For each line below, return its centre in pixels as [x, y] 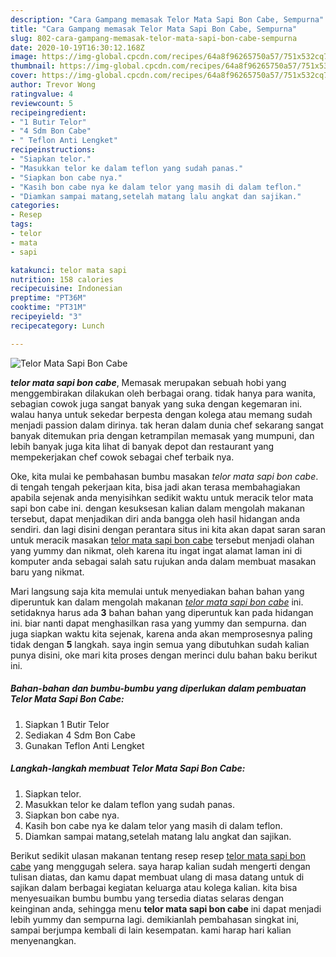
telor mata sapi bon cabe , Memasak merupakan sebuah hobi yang [148, 382]
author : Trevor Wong [53, 85]
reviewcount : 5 [42, 103]
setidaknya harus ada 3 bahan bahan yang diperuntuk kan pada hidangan [162, 612]
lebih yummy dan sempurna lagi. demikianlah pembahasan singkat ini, [155, 919]
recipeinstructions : [53, 150]
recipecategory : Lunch [57, 326]
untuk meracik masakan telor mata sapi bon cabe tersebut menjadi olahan [162, 540]
